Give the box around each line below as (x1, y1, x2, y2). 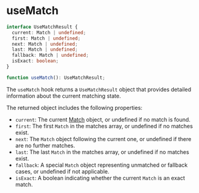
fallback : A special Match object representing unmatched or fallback (15, 161, 188, 169)
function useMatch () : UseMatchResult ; (6, 75, 105, 81)
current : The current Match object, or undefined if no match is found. (15, 115, 191, 123)
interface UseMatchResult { (6, 24, 78, 30)
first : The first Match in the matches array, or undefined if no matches (15, 122, 193, 129)
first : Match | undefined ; (12, 35, 81, 42)
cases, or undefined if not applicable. (15, 167, 110, 175)
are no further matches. (15, 142, 75, 149)
